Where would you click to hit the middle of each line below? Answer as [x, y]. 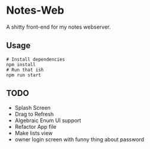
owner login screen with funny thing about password [79, 139]
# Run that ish [25, 70]
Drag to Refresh [34, 114]
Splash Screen [32, 107]
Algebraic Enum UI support [48, 120]
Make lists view [34, 133]
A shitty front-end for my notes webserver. [59, 27]
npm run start [24, 75]
